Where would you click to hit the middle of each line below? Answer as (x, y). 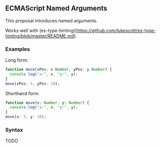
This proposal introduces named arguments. (51, 20)
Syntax (14, 130)
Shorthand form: (22, 93)
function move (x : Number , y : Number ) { (47, 103)
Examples (18, 49)
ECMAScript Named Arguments (56, 8)
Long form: (17, 60)
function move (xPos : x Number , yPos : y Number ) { (59, 70)
